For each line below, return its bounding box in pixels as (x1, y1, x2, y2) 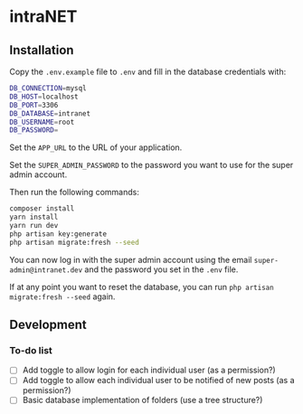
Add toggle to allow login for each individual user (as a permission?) (22, 364, 276, 376)
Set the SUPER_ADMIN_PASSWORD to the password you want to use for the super (9, 160, 294, 171)
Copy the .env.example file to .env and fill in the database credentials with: (9, 66, 287, 77)
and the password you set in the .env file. (84, 264, 239, 275)
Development (9, 317, 88, 333)
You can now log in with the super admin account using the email (9, 254, 252, 265)
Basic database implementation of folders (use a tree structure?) (22, 395, 263, 406)
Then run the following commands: (9, 187, 140, 198)
